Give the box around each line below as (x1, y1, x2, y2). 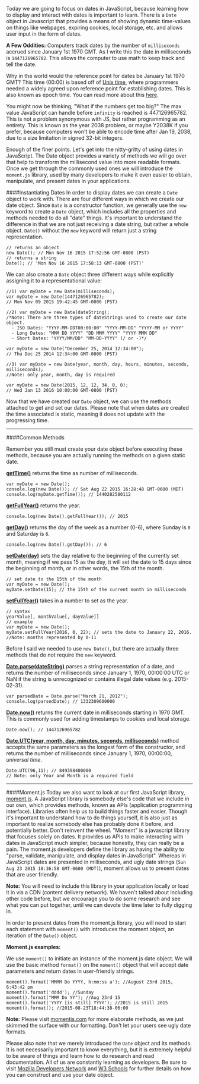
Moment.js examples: (6, 944, 61, 950)
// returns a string (6, 255, 57, 261)
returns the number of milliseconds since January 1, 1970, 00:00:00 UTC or (6, 669, 190, 676)
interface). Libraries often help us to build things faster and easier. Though (6, 808, 188, 815)
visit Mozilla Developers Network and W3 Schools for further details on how (6, 1065, 191, 1072)
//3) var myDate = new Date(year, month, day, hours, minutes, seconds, (6, 362, 190, 367)
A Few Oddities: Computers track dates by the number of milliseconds (6, 42, 180, 49)
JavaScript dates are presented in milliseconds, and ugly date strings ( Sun (6, 859, 187, 865)
